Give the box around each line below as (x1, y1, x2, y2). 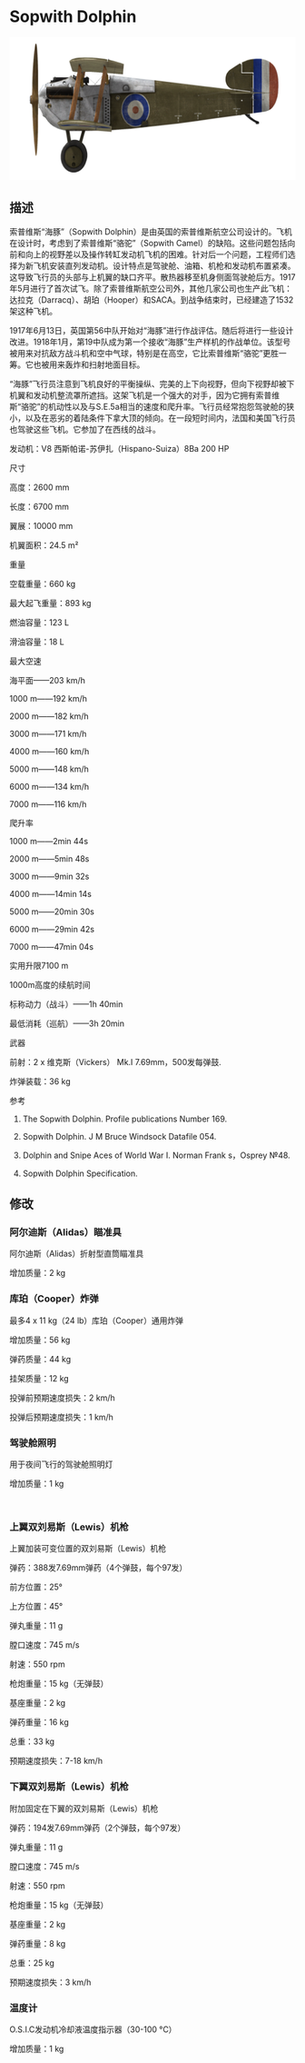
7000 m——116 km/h (9, 798, 87, 810)
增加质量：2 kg (9, 1268, 66, 1279)
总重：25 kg (9, 1957, 54, 1968)
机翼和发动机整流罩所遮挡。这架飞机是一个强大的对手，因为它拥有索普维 (9, 389, 280, 401)
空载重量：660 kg (9, 578, 76, 589)
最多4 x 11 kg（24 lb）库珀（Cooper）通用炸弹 (9, 1315, 184, 1326)
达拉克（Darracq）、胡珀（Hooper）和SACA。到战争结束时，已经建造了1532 (9, 294, 294, 305)
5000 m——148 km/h (9, 763, 89, 774)
